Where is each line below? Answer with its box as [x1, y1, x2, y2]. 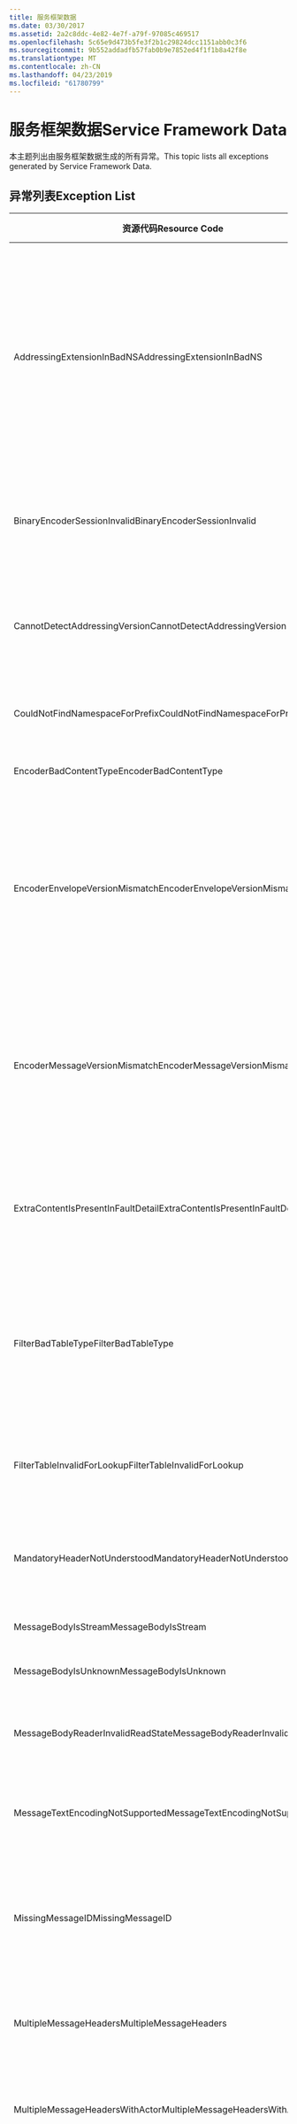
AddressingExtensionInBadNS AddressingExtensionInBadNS [13, 351, 263, 363]
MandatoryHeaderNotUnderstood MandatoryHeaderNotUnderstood [13, 1552, 294, 1564]
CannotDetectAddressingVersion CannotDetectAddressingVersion [13, 620, 287, 632]
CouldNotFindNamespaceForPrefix [13, 708, 159, 720]
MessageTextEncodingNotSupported [13, 1807, 167, 1819]
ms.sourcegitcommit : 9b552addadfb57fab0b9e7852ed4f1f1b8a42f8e [9, 46, 247, 55]
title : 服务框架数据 [9, 12, 77, 22]
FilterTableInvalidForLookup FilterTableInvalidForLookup [13, 1459, 245, 1471]
